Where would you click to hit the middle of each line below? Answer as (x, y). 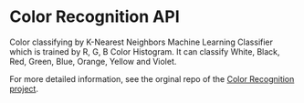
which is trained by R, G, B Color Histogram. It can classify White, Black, (145, 51)
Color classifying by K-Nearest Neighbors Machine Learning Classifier (142, 42)
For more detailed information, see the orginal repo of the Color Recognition (152, 78)
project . (24, 88)
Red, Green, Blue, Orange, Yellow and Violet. (93, 61)
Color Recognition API (94, 17)
